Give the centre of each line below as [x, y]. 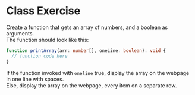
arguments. [20, 33]
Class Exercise [43, 11]
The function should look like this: [48, 40]
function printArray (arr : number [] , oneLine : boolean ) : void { [86, 50]
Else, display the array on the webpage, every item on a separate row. [92, 85]
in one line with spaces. [35, 79]
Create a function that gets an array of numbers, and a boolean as [87, 27]
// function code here [40, 56]
